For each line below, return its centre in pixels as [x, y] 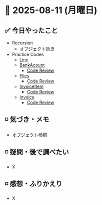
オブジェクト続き [37, 49]
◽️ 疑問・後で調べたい [37, 152]
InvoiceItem [31, 86]
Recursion [22, 43]
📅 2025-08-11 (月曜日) [51, 10]
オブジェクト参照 [29, 135]
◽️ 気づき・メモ [27, 119]
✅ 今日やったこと [31, 30]
